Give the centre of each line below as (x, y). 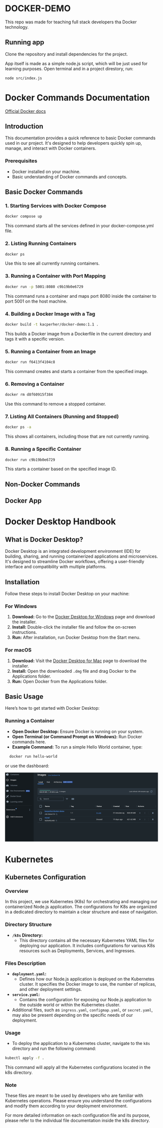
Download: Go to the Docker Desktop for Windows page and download (83, 617)
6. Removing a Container (35, 384)
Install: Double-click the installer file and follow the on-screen (74, 627)
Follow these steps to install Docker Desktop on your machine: (67, 594)
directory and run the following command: (54, 1049)
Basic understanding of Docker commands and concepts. (70, 177)
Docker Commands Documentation (77, 97)
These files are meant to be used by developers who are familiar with (74, 1095)
